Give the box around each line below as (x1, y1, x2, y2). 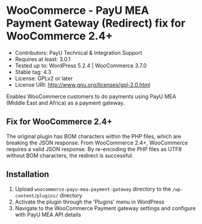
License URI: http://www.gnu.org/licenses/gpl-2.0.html (14, 81, 150, 88)
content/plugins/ (14, 193, 59, 199)
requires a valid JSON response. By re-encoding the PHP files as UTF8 (6, 145, 182, 152)
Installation (6, 169, 49, 179)
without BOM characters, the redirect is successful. (6, 152, 133, 159)
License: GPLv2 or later (14, 75, 73, 82)
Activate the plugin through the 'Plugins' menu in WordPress (14, 198, 165, 205)
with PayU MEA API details (14, 211, 81, 218)
